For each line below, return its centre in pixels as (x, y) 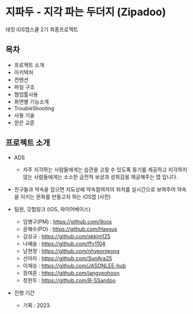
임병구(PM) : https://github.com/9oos (67, 221)
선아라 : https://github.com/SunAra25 (67, 258)
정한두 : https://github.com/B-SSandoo (69, 280)
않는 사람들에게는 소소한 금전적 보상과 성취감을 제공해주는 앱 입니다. (100, 177)
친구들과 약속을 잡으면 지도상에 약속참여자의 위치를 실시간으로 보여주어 (95, 189)
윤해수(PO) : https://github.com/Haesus (70, 229)
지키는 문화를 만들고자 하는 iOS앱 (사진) (65, 197)
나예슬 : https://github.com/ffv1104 (64, 244)
